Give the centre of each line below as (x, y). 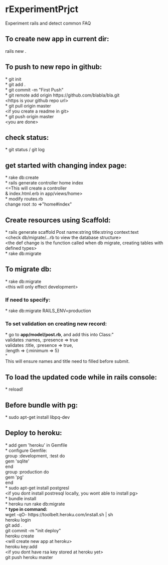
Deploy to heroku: (34, 433)
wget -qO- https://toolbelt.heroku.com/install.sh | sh (59, 514)
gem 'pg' (15, 477)
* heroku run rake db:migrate (35, 504)
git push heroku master (29, 557)
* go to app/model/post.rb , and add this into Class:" (59, 335)
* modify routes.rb (24, 199)
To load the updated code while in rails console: (81, 377)
